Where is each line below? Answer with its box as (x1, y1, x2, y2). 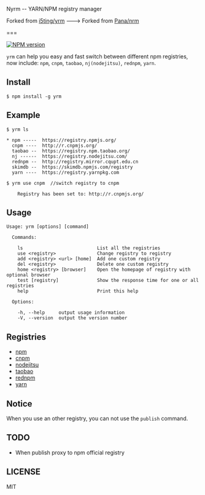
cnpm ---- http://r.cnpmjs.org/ (12, 142, 98, 149)
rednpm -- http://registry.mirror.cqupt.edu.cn (12, 158, 139, 165)
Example (6, 110, 41, 120)
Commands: (12, 235, 37, 241)
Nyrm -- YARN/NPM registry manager (6, 6, 102, 12)
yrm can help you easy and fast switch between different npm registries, (6, 53, 188, 60)
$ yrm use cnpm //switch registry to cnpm (6, 180, 120, 186)
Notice (6, 399, 33, 409)
